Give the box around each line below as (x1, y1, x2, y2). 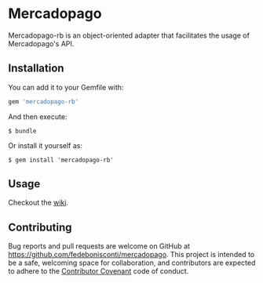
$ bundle (8, 127, 37, 135)
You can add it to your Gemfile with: (8, 82, 124, 92)
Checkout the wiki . (8, 198, 69, 208)
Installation (8, 62, 64, 75)
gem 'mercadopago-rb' (8, 97, 79, 106)
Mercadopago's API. (8, 38, 75, 48)
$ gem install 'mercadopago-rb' (8, 156, 114, 164)
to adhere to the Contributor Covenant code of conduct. (8, 267, 189, 276)
